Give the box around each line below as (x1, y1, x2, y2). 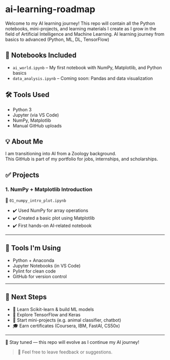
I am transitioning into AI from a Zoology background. (5, 151, 116, 157)
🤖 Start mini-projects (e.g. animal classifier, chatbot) (12, 317, 121, 323)
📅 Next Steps (5, 293, 47, 301)
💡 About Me (5, 137, 44, 146)
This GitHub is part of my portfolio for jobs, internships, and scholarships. (5, 156, 158, 162)
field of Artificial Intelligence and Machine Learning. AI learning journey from (5, 31, 164, 37)
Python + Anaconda (12, 257, 55, 263)
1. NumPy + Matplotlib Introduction (5, 186, 93, 193)
